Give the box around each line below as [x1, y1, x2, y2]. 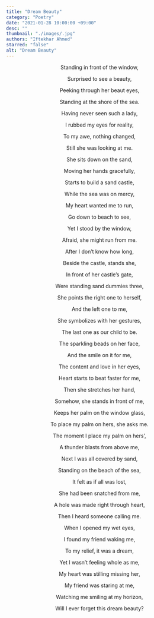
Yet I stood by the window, [67, 225, 132, 232]
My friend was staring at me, [64, 582, 135, 589]
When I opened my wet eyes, [64, 524, 135, 531]
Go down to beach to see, [68, 213, 131, 220]
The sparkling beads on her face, [59, 340, 140, 347]
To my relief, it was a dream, [65, 547, 134, 554]
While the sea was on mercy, [64, 190, 135, 197]
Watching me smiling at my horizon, [56, 593, 143, 600]
